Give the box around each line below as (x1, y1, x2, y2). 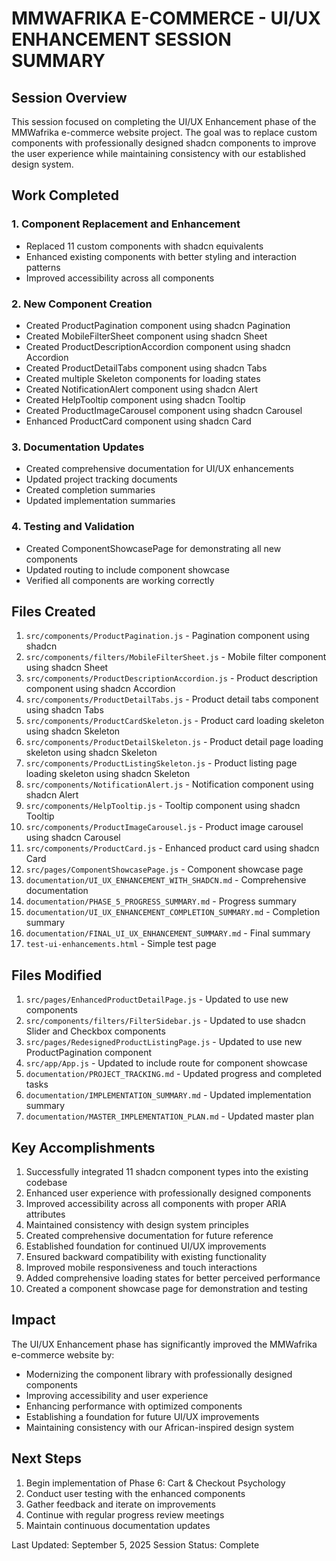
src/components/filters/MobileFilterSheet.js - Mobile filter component (25, 651, 327, 663)
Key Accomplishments (11, 1139, 156, 1156)
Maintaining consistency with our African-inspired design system (25, 1421, 294, 1433)
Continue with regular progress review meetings (25, 1508, 225, 1521)
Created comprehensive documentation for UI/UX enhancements (25, 463, 295, 475)
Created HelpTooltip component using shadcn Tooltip (25, 393, 246, 406)
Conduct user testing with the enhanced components (25, 1487, 246, 1499)
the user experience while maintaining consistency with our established (11, 148, 306, 159)
